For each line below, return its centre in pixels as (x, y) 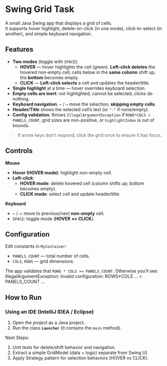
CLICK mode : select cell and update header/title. (70, 194)
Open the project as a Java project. (48, 323)
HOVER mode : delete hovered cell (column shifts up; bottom (82, 183)
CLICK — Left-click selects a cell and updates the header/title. (85, 83)
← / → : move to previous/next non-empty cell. (58, 213)
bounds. (21, 125)
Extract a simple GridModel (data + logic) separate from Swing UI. (80, 353)
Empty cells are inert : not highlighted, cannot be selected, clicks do (82, 93)
